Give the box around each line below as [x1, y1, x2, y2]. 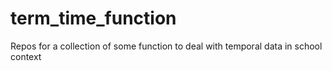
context [10, 50, 42, 62]
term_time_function [10, 7, 177, 30]
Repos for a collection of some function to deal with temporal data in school [10, 40, 323, 52]
